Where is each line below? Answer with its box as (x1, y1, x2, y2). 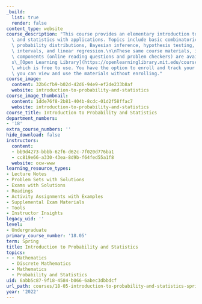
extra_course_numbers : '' (6, 126, 71, 132)
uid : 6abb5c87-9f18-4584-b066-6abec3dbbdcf (6, 278, 117, 284)
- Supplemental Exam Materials (6, 199, 85, 205)
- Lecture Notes (6, 171, 47, 178)
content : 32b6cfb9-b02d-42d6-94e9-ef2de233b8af (11, 82, 133, 88)
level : (6, 222, 23, 228)
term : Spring (6, 238, 39, 244)
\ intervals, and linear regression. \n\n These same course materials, (11, 48, 192, 54)
